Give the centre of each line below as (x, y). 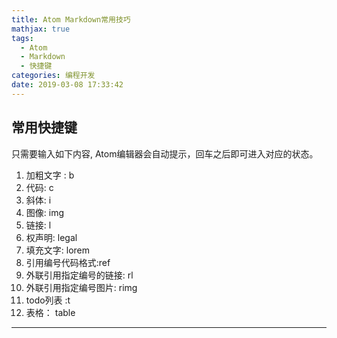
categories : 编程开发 (53, 76)
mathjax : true (41, 29)
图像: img (45, 212)
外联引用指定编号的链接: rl (79, 275)
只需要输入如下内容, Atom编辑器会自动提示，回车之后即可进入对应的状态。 (165, 153)
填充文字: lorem (58, 250)
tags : (22, 38)
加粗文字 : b (50, 175)
